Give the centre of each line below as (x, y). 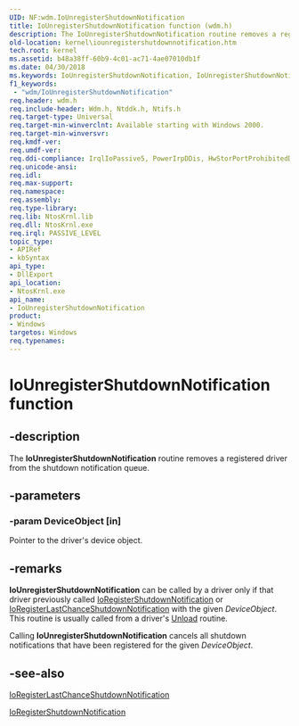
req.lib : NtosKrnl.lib (51, 216)
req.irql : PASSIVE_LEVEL (55, 233)
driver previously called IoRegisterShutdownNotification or (117, 599)
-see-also (37, 673)
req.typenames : (37, 341)
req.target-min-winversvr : (59, 134)
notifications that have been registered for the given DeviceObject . (131, 645)
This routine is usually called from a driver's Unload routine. (119, 619)
